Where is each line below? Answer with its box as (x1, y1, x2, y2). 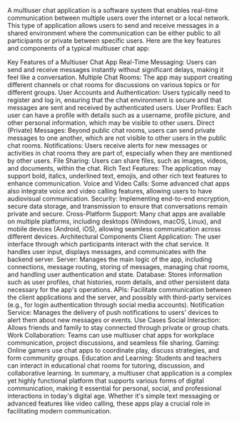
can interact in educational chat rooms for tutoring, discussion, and (7, 361, 205, 370)
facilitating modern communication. (7, 407, 112, 415)
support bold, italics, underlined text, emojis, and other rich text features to (7, 171, 228, 180)
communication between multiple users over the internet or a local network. (7, 14, 230, 22)
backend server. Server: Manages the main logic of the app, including (7, 255, 213, 263)
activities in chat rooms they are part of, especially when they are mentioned (7, 149, 233, 157)
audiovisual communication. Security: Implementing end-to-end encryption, (7, 194, 230, 203)
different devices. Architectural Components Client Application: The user (7, 232, 221, 241)
